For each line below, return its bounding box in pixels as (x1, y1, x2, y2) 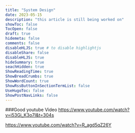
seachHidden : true (5, 64, 44, 69)
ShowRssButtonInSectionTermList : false (5, 83, 90, 88)
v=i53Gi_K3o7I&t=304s (5, 112, 55, 118)
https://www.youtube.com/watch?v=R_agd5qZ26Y (5, 122, 112, 128)
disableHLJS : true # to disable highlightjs (5, 45, 101, 50)
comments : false (5, 41, 40, 46)
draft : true (5, 31, 31, 36)
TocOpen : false (5, 26, 38, 32)
